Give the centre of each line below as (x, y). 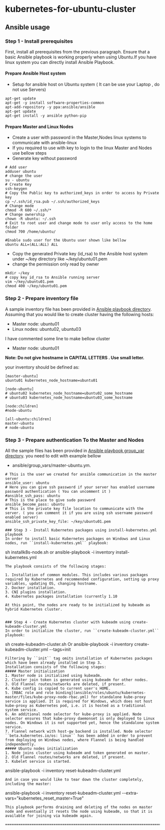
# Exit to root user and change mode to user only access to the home (79, 223)
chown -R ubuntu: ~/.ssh (30, 219)
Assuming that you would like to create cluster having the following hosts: (80, 314)
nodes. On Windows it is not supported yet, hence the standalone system (82, 723)
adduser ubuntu (21, 172)
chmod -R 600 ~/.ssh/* (28, 210)
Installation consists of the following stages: (56, 667)
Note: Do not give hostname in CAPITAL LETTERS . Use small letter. (75, 357)
